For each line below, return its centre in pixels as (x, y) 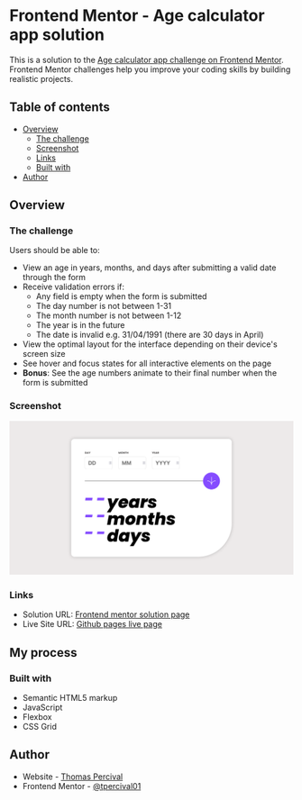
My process (43, 653)
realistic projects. (41, 78)
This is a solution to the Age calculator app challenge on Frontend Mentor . (146, 59)
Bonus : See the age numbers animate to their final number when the (150, 373)
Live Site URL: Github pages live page (92, 624)
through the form (54, 277)
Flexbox (37, 716)
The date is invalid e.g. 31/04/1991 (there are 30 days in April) (150, 335)
